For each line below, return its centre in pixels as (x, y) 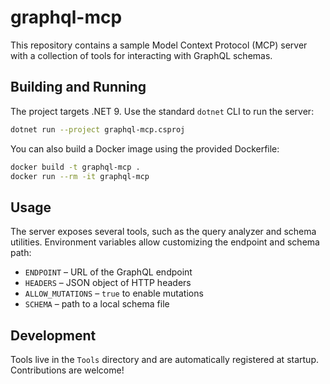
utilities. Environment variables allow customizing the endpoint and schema (165, 242)
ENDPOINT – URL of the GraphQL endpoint (108, 272)
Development (53, 335)
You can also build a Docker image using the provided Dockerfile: (145, 148)
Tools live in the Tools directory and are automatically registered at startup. (164, 359)
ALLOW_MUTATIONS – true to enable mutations (114, 293)
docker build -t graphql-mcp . (75, 167)
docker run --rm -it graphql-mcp (80, 176)
